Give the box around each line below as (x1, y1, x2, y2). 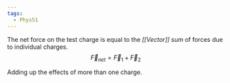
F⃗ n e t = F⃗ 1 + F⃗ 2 (90, 53, 141, 63)
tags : (7, 10, 23, 17)
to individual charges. (7, 43, 69, 51)
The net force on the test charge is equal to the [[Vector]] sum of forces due (7, 35, 223, 43)
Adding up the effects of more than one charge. (7, 68, 143, 76)
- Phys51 (13, 16, 39, 23)
